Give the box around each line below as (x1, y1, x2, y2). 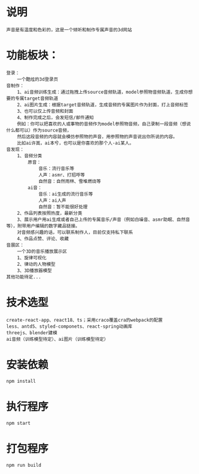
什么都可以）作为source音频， (6, 127, 72, 133)
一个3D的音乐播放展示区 (17, 248, 67, 254)
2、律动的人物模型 (17, 261, 56, 267)
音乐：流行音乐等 (38, 166, 75, 172)
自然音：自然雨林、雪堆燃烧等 (38, 178, 101, 184)
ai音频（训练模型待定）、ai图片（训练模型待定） (6, 336, 109, 342)
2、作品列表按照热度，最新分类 (17, 210, 83, 216)
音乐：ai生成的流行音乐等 (38, 191, 94, 197)
